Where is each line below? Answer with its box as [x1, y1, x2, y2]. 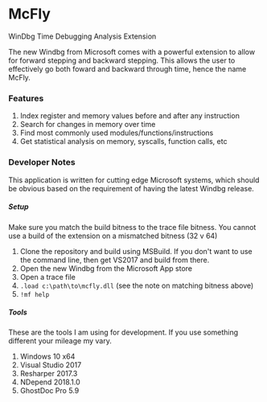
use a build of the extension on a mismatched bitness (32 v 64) [8, 231, 218, 240]
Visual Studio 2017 [19, 360, 82, 370]
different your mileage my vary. [8, 336, 113, 346]
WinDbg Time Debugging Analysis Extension [8, 31, 157, 41]
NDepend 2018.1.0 [19, 377, 80, 387]
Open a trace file [19, 272, 76, 281]
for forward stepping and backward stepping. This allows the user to [8, 55, 236, 65]
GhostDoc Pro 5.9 [19, 386, 80, 396]
